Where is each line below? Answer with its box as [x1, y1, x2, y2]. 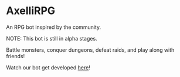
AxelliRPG [6, 4, 56, 18]
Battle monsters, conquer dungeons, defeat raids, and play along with [6, 46, 175, 53]
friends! [6, 52, 25, 59]
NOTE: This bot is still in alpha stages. [6, 35, 98, 42]
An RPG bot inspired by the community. [6, 24, 101, 31]
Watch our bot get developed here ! [6, 63, 91, 71]
